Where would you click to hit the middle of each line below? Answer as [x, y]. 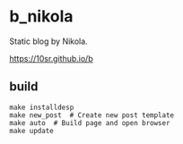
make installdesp [42, 107]
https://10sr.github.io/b [51, 58]
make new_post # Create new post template [92, 115]
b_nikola [41, 17]
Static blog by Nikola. [48, 41]
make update [31, 131]
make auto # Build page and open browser [90, 123]
